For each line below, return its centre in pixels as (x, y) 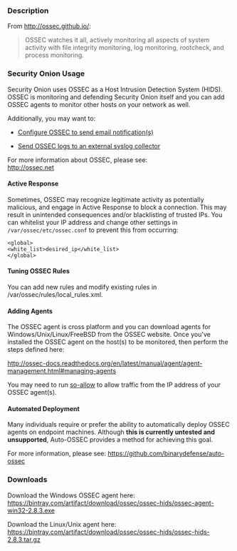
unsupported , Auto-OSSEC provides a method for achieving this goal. (110, 440)
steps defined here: (36, 350)
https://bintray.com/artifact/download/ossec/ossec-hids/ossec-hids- (109, 532)
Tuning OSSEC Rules (38, 271)
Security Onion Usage (46, 74)
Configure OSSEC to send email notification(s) (86, 132)
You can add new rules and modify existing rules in (82, 287)
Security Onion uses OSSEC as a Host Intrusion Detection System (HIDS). (115, 89)
